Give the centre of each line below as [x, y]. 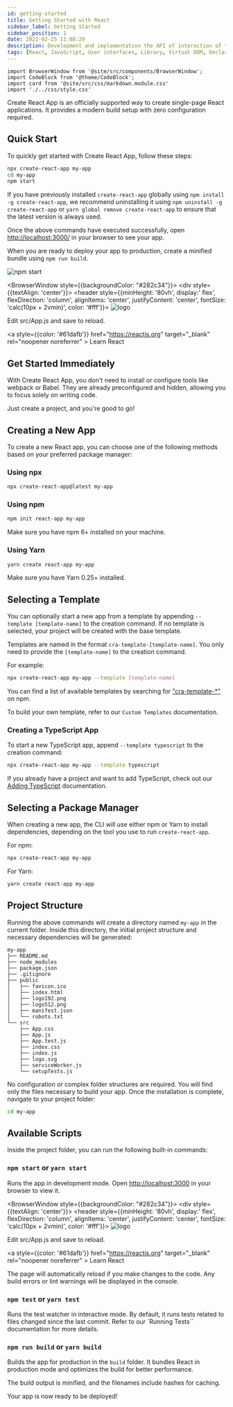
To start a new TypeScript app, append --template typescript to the [105, 745]
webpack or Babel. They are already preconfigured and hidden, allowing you [116, 388]
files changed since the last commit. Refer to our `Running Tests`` [101, 1321]
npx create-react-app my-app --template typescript [83, 765]
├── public [23, 980]
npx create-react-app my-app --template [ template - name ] [91, 678]
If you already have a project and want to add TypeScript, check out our [110, 779]
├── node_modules [32, 962]
